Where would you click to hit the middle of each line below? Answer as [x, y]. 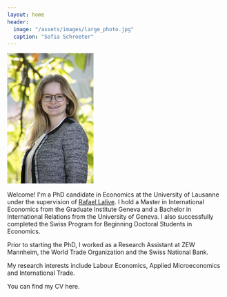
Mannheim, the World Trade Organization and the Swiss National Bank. [108, 252]
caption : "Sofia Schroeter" [54, 37]
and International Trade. [41, 273]
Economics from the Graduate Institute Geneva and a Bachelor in [99, 209]
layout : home [26, 15]
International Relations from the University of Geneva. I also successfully [110, 216]
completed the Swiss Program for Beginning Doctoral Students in [100, 224]
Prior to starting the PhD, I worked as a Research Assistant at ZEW [101, 244]
